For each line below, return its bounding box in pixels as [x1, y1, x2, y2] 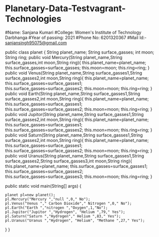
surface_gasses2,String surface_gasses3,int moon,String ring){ [5, 158, 133, 164]
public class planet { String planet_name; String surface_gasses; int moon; [5, 49, 155, 55]
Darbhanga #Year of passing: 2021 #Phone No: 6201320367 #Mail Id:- [5, 35, 147, 40]
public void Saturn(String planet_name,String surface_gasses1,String [5, 132, 143, 138]
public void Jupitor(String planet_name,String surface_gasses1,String [5, 111, 144, 117]
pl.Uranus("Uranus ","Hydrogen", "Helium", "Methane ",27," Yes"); [5, 218, 145, 223]
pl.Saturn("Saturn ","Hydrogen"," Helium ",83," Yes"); [5, 214, 121, 218]
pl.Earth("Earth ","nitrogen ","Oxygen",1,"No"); [5, 205, 108, 210]
